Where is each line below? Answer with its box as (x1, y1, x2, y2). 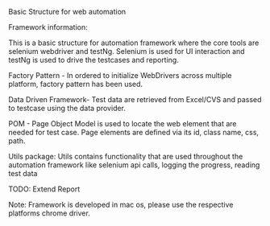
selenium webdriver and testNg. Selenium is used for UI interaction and (8, 47, 245, 55)
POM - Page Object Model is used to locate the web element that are (8, 119, 237, 128)
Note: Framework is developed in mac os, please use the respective (8, 200, 234, 209)
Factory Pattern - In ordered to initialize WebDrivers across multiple (8, 71, 232, 80)
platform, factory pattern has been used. (8, 80, 143, 88)
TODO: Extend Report (8, 184, 81, 194)
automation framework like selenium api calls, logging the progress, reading (8, 160, 260, 170)
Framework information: (8, 23, 88, 31)
